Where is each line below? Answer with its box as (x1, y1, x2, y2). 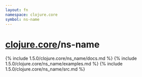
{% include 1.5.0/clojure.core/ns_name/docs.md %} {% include (5, 55, 137, 61)
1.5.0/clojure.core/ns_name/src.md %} (5, 66, 85, 72)
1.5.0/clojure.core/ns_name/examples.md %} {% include (5, 61, 123, 67)
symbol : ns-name (5, 17, 40, 22)
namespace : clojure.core (5, 12, 58, 17)
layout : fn (5, 7, 28, 13)
